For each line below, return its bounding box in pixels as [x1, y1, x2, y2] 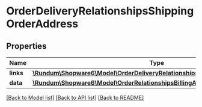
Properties [6, 41, 47, 51]
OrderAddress [6, 17, 79, 31]
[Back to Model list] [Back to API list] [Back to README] [6, 94, 144, 101]
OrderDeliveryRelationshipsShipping [6, 4, 194, 18]
